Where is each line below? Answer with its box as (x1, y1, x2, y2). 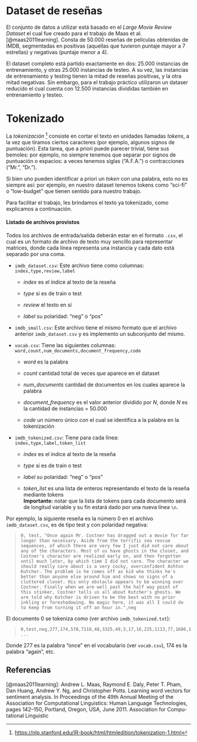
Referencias (6, 665, 52, 675)
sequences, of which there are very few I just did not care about (20, 543, 189, 548)
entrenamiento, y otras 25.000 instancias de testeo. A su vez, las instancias (6, 66, 189, 73)
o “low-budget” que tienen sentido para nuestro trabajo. (6, 187, 142, 195)
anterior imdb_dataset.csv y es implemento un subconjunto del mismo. (14, 330, 185, 337)
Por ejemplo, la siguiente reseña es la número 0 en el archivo (6, 515, 154, 522)
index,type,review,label (14, 268, 76, 274)
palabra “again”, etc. (6, 648, 55, 655)
